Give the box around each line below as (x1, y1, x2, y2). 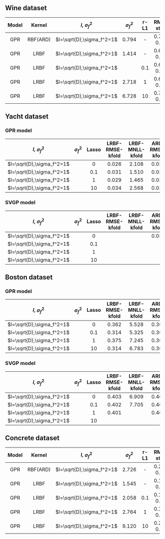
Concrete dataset (5, 434, 60, 442)
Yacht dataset (5, 113, 49, 121)
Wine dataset (5, 4, 47, 12)
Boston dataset (5, 273, 53, 282)
